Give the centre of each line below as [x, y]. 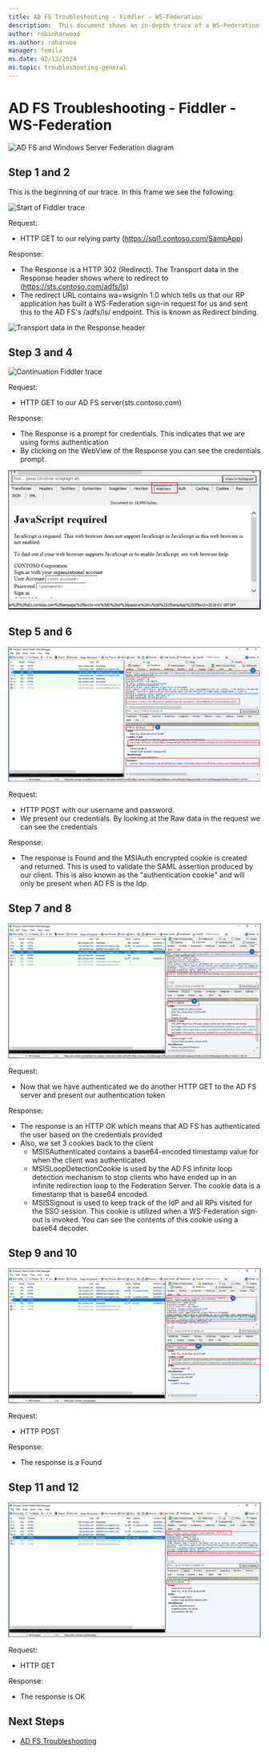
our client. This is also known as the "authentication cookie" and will [132, 875]
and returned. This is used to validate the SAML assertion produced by [137, 866]
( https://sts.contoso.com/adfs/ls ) [74, 286]
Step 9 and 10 [43, 1253]
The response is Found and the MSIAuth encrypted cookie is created [133, 857]
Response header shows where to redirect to [94, 278]
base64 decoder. [60, 1228]
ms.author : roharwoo [43, 42]
